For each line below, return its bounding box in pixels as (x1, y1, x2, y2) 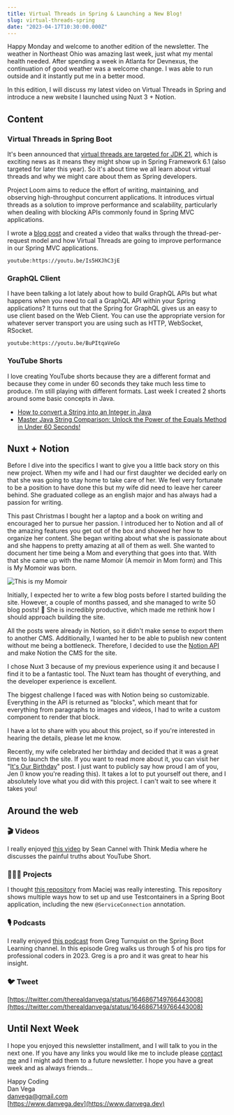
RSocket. (7, 326, 34, 335)
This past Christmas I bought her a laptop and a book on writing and (7, 512, 203, 520)
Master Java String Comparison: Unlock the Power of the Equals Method (17, 415, 227, 423)
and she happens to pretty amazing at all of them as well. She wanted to (7, 542, 215, 550)
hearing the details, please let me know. (7, 734, 122, 742)
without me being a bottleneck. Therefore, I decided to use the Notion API (7, 642, 220, 650)
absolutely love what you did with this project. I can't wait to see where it (7, 777, 217, 785)
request (7, 237, 30, 245)
